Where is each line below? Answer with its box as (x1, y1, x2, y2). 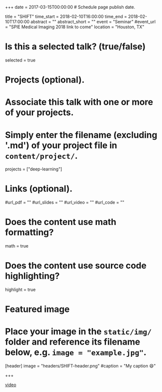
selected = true (5, 57, 36, 63)
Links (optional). (5, 183, 73, 194)
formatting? (5, 227, 54, 238)
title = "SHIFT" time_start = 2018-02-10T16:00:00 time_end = (5, 14, 127, 19)
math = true (5, 243, 29, 249)
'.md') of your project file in (5, 140, 118, 151)
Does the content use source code (5, 260, 147, 271)
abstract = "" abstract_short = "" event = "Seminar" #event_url (31, 19, 156, 24)
